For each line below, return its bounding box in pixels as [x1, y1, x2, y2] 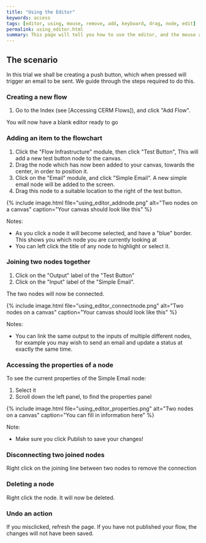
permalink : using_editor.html [6, 26, 84, 33]
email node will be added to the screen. [15, 181, 115, 188]
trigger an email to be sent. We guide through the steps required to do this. [6, 77, 195, 85]
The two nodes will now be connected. [6, 290, 104, 297]
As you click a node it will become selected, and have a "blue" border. [15, 229, 193, 236]
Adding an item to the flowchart [6, 134, 102, 143]
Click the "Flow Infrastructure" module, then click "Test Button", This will [15, 148, 199, 155]
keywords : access [6, 15, 51, 21]
